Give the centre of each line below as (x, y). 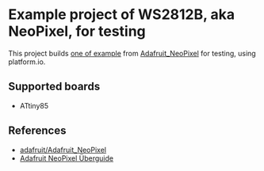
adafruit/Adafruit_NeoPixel (63, 150)
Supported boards (54, 87)
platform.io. (27, 62)
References (37, 131)
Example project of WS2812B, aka (122, 15)
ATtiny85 (34, 105)
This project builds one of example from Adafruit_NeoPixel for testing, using (132, 53)
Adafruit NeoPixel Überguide (66, 158)
